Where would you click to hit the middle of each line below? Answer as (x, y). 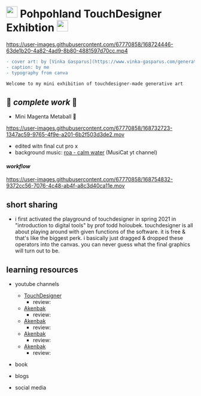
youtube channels (37, 284)
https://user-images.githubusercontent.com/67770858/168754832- (90, 179)
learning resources (42, 269)
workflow (19, 166)
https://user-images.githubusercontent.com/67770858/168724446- (90, 44)
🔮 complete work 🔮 (42, 102)
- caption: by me (28, 67)
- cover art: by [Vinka (36, 62)
